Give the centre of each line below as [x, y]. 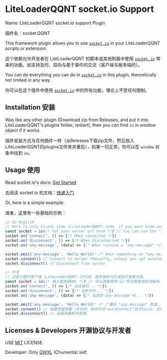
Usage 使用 [23, 170]
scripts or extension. [26, 48]
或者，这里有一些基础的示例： [36, 213]
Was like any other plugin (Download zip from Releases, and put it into [77, 120]
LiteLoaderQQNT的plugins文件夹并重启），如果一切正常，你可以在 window [80, 146]
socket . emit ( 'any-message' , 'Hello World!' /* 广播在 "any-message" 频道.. [83, 304]
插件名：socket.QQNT [28, 33]
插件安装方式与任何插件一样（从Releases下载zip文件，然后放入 [70, 141]
